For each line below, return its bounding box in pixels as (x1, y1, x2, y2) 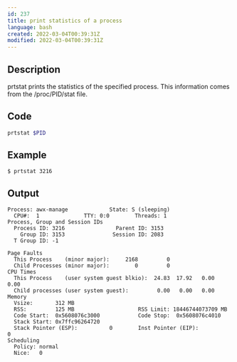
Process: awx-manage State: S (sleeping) (7, 206, 171, 214)
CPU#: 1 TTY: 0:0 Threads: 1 (14, 212, 167, 219)
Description (7, 63, 60, 76)
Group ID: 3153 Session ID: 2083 (20, 231, 164, 239)
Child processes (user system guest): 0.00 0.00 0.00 (14, 287, 215, 294)
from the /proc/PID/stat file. (7, 90, 88, 98)
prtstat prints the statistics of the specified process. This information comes (7, 82, 230, 90)
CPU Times (7, 269, 37, 276)
